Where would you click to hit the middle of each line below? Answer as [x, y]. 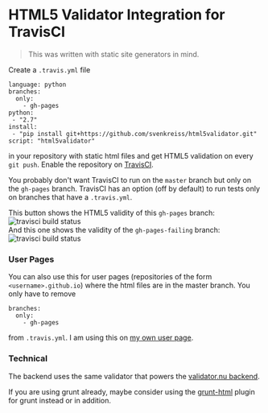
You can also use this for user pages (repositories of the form [110, 277]
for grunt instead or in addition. [60, 400]
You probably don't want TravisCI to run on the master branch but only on [130, 180]
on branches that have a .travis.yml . [70, 197]
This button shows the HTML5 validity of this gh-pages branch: [111, 213]
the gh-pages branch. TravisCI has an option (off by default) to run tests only [134, 188]
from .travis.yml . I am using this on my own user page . [101, 338]
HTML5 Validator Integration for [117, 15]
